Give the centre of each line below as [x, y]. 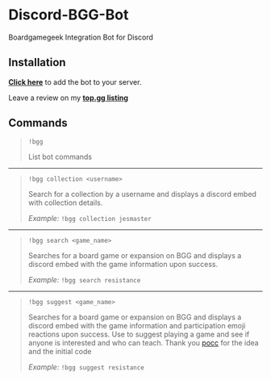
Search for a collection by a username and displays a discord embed [142, 194]
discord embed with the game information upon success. [123, 264]
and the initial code [60, 351]
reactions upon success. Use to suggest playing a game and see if [139, 334]
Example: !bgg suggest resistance [86, 367]
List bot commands [60, 157]
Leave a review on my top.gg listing [69, 98]
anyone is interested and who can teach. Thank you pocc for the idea [144, 342]
